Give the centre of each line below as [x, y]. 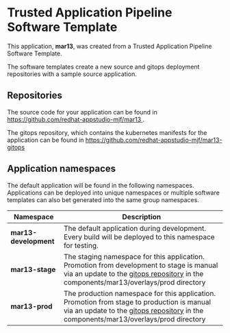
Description [142, 217]
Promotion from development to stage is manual [141, 265]
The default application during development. [135, 228]
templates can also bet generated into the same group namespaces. [103, 199]
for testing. [81, 245]
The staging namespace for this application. [135, 256]
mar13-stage [33, 269]
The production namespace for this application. [140, 293]
